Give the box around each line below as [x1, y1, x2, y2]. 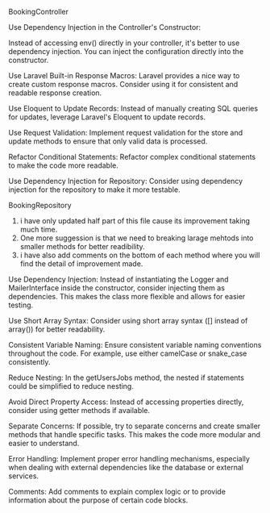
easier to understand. [8, 439, 80, 448]
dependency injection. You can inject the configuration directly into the [8, 47, 244, 56]
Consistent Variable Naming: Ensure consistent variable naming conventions [8, 340, 262, 349]
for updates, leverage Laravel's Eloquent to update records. [8, 112, 206, 122]
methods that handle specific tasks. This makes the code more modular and [8, 430, 260, 439]
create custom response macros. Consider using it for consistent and [8, 80, 239, 89]
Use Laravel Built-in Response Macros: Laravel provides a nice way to [8, 71, 240, 80]
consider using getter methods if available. [8, 406, 151, 415]
